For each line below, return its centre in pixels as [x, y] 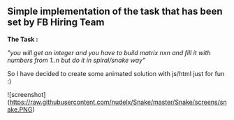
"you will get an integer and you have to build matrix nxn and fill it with [109, 52]
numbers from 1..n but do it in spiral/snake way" [76, 60]
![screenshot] [27, 94]
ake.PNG [20, 109]
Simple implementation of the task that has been [115, 12]
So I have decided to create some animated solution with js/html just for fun [116, 73]
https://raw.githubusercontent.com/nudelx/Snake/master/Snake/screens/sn [118, 102]
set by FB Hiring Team [56, 23]
